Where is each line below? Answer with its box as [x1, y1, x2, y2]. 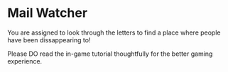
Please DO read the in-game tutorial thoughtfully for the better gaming [7, 49, 213, 58]
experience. [7, 56, 43, 65]
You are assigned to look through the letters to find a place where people [7, 28, 221, 37]
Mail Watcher [7, 5, 87, 21]
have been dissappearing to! [7, 35, 91, 44]
